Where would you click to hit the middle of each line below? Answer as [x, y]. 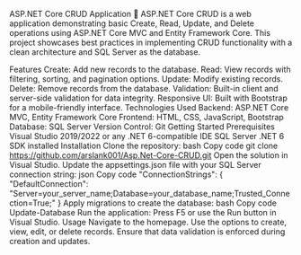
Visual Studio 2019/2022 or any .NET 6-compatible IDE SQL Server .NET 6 [147, 136]
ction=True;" [32, 203]
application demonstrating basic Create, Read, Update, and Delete [132, 23]
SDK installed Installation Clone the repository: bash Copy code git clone [144, 145]
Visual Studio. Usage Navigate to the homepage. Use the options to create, [148, 222]
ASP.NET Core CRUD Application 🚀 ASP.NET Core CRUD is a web [130, 14]
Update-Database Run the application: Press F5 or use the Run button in [143, 212]
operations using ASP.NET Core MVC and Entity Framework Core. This [140, 33]
